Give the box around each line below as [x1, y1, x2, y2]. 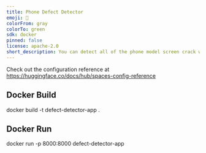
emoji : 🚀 [6, 15, 29, 21]
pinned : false [6, 37, 43, 43]
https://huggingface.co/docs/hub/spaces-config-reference [6, 72, 156, 80]
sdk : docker [6, 32, 37, 38]
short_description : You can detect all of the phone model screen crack [6, 49, 196, 55]
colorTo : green [6, 26, 45, 32]
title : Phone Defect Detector [6, 9, 84, 15]
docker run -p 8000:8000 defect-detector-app [6, 140, 124, 147]
